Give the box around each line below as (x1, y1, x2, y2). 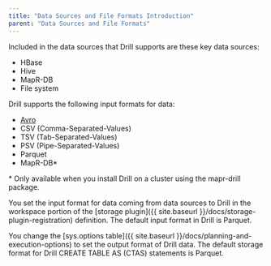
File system (19, 83, 59, 93)
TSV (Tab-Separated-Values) (19, 131, 118, 142)
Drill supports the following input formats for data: (8, 99, 175, 109)
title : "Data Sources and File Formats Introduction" (8, 11, 195, 20)
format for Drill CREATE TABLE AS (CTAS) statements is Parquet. (8, 248, 225, 258)
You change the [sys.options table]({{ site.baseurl (8, 230, 175, 240)
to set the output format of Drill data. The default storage (73, 239, 264, 249)
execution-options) (8, 239, 72, 249)
